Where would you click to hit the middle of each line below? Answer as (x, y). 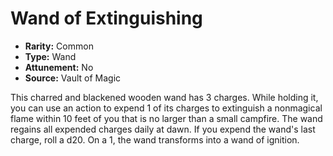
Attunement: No (59, 67)
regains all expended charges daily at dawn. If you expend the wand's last (163, 129)
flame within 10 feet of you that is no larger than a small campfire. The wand (166, 118)
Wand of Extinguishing (106, 18)
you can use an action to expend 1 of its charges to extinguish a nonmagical (166, 108)
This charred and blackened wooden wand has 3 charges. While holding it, (164, 97)
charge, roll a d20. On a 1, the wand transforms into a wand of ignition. (155, 139)
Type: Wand (50, 56)
